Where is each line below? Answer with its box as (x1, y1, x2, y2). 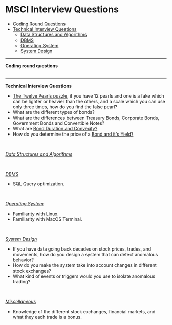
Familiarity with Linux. (12, 211, 59, 217)
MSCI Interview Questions (5, 4, 119, 15)
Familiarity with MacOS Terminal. (12, 216, 82, 222)
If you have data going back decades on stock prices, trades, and (12, 245, 152, 252)
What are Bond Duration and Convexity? (12, 125, 98, 131)
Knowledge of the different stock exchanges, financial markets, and (12, 308, 156, 314)
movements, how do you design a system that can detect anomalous (12, 251, 158, 257)
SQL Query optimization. (12, 181, 65, 187)
